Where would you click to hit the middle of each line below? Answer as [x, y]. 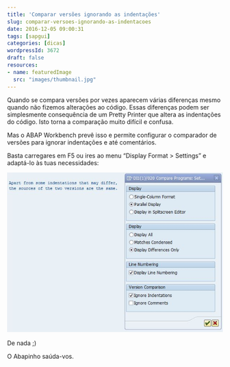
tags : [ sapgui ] [29, 36]
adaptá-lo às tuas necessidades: [53, 163]
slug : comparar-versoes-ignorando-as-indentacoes [79, 22]
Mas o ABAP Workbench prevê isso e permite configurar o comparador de [112, 135]
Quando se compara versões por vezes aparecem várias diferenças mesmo [114, 100]
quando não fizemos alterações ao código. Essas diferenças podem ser [108, 107]
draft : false [26, 58]
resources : [23, 65]
